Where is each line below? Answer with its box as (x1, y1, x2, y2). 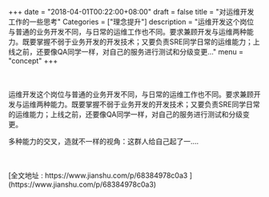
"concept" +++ (8, 56, 58, 66)
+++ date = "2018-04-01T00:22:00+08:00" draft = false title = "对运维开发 (8, 7, 255, 16)
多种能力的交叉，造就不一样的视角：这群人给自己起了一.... (8, 137, 199, 146)
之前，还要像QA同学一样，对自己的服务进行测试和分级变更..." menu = (14, 47, 244, 56)
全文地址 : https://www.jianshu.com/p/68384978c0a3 (10, 171, 188, 180)
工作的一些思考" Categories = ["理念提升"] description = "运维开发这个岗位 (8, 17, 255, 26)
